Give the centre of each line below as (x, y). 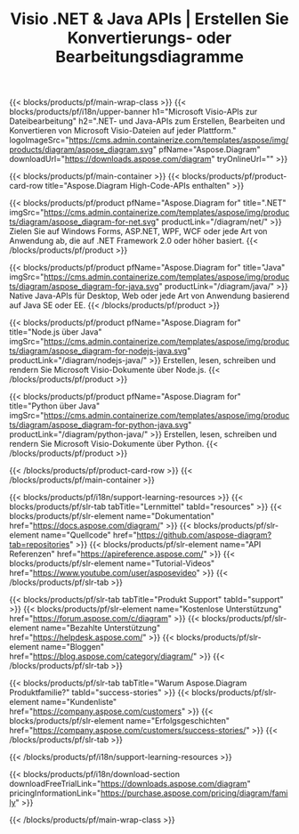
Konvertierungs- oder (149, 38)
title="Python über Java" (55, 406)
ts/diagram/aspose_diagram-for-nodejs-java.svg (98, 351)
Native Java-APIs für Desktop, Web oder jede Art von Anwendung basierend (149, 296)
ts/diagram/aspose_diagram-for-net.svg (83, 222)
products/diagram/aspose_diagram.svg (81, 150)
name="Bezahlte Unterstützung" (101, 628)
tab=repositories (40, 545)
